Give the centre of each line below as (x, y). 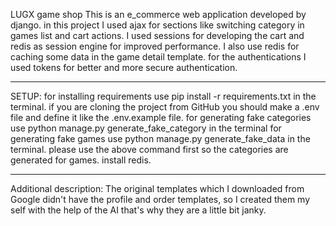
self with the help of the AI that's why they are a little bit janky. (138, 210)
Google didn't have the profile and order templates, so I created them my (160, 199)
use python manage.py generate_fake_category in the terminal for (146, 128)
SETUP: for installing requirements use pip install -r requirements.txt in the (163, 96)
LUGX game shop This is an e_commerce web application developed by (158, 14)
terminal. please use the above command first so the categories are (149, 149)
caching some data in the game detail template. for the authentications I (158, 57)
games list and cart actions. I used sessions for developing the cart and (157, 35)
